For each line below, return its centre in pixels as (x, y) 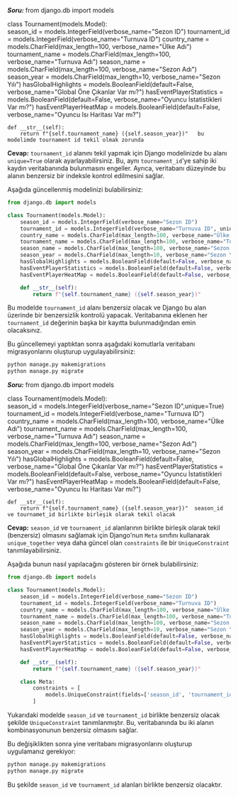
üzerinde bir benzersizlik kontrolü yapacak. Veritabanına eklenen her (107, 315)
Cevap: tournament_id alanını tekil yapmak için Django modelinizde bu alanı (117, 153)
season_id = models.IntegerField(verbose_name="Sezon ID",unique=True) (116, 406)
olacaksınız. (25, 330)
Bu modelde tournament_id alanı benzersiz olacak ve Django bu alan (107, 307)
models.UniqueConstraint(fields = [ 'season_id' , (115, 695)
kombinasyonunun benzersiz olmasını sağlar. (73, 730)
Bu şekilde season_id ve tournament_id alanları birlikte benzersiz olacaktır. (115, 785)
